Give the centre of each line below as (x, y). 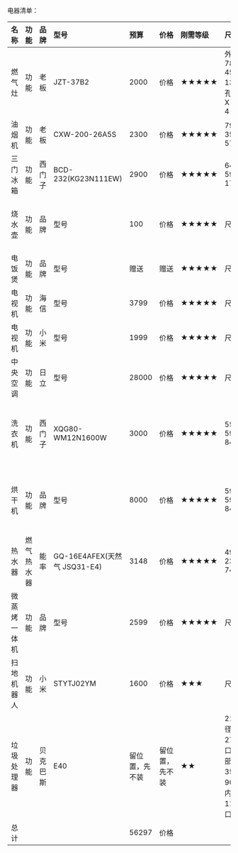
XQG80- (68, 429)
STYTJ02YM (75, 683)
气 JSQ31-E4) (78, 567)
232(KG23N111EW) (88, 178)
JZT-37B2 (72, 82)
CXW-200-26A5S (85, 134)
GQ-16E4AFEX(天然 (88, 556)
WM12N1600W (80, 437)
